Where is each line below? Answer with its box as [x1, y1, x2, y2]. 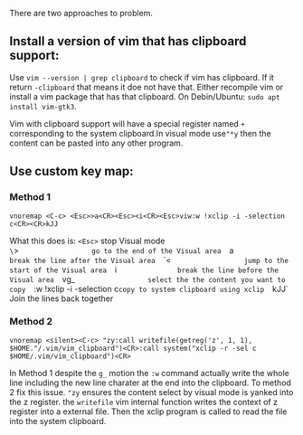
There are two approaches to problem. [9, 8, 154, 18]
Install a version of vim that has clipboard [9, 33, 247, 49]
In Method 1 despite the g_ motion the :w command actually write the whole [9, 367, 289, 378]
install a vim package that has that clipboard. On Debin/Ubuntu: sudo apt [9, 90, 280, 102]
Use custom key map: [9, 164, 134, 179]
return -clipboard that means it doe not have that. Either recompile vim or [9, 81, 284, 92]
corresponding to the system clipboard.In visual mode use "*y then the [9, 128, 271, 138]
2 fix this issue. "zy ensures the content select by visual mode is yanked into [9, 386, 294, 397]
